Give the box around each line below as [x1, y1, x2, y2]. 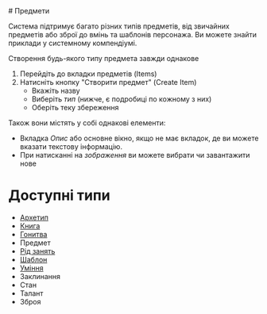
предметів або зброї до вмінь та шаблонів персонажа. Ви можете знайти [8, 30, 257, 39]
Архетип [19, 213, 49, 222]
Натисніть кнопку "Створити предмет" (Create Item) [19, 78, 197, 86]
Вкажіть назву [31, 86, 81, 95]
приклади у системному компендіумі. [8, 38, 137, 48]
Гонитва [19, 229, 48, 239]
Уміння [19, 263, 44, 273]
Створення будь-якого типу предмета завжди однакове [8, 54, 199, 63]
